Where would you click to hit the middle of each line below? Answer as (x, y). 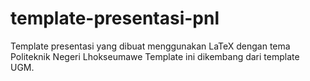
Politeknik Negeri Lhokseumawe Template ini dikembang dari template (155, 56)
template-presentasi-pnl (115, 18)
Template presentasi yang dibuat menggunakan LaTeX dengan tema (150, 46)
